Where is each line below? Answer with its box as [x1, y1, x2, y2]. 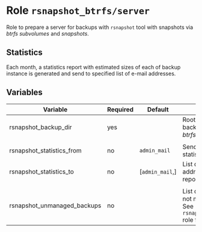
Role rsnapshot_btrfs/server [6, 4, 150, 17]
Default [147, 105, 170, 113]
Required [107, 105, 134, 113]
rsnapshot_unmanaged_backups [9, 201, 102, 210]
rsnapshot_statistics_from [9, 146, 82, 154]
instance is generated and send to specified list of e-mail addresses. [6, 70, 176, 77]
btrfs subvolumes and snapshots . [6, 30, 89, 37]
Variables [6, 87, 43, 98]
